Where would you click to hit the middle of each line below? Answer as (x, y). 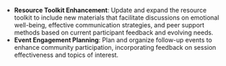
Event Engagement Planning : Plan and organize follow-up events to (113, 40)
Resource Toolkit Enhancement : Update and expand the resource (110, 10)
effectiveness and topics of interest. (66, 55)
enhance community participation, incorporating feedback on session (115, 47)
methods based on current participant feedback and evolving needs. (113, 32)
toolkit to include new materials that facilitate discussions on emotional (117, 18)
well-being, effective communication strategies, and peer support (109, 25)
